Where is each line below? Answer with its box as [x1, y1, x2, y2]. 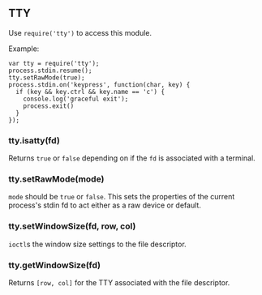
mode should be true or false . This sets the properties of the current [8, 192, 235, 202]
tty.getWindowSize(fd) [8, 259, 101, 271]
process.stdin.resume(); [8, 66, 92, 75]
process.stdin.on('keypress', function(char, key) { [8, 80, 191, 88]
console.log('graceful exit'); [23, 95, 129, 103]
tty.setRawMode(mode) [8, 173, 105, 185]
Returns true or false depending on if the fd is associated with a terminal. [8, 153, 256, 163]
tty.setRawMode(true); [8, 73, 85, 82]
